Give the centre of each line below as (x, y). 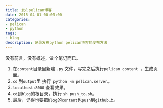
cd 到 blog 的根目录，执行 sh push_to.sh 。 (55, 93)
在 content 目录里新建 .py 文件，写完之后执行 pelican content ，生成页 (85, 68)
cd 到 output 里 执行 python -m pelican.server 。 (62, 81)
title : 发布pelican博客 (29, 10)
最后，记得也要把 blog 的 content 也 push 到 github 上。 (65, 100)
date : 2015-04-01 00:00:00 (34, 15)
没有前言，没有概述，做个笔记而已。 (43, 58)
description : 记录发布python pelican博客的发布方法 (57, 43)
